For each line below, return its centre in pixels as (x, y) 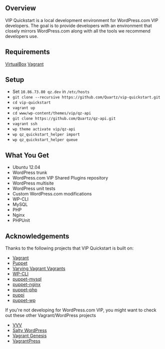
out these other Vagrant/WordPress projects (51, 315)
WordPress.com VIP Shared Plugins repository (60, 178)
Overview (21, 8)
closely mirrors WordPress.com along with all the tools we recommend (78, 31)
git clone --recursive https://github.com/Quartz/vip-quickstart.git (86, 97)
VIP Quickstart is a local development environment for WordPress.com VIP (82, 20)
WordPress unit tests (34, 188)
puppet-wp (24, 300)
